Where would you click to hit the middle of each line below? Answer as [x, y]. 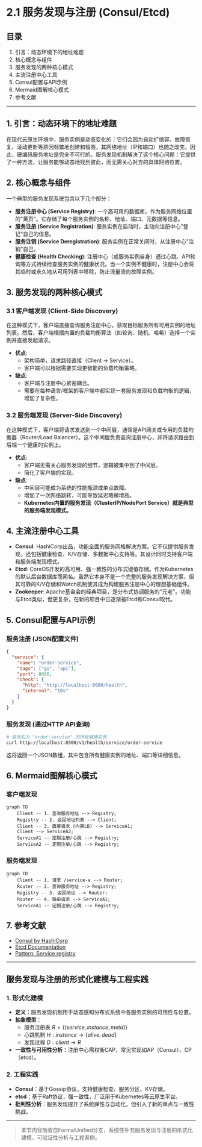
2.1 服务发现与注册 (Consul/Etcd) [88, 12]
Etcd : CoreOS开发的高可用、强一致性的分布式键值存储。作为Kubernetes [104, 569]
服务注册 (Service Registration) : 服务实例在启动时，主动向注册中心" [99, 226]
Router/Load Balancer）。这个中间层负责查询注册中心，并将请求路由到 [108, 437]
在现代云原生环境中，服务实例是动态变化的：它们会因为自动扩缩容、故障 [96, 139]
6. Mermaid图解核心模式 [52, 776]
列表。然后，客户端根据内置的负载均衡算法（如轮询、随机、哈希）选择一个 [98, 333]
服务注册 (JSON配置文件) [43, 639]
